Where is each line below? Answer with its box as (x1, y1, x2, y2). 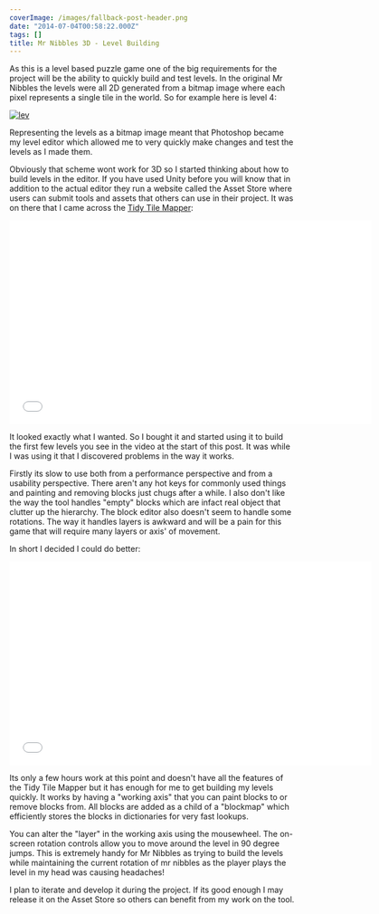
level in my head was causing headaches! (9, 867, 165, 878)
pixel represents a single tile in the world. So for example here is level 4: (9, 92, 278, 103)
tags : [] (9, 30, 43, 39)
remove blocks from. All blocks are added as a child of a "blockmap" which (9, 802, 289, 813)
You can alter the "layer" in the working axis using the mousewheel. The (9, 829, 279, 840)
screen (9, 838, 36, 849)
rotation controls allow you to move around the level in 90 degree (36, 838, 280, 849)
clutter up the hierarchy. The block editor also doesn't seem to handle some (9, 507, 292, 518)
